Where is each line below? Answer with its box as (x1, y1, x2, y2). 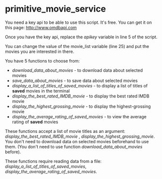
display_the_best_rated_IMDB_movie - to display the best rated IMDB (12, 93, 150, 99)
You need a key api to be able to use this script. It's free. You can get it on (5, 19, 152, 25)
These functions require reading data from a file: (5, 158, 102, 164)
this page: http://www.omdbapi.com (5, 24, 77, 30)
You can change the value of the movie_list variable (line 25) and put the (5, 43, 149, 49)
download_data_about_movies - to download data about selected (12, 67, 143, 73)
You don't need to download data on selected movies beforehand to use (5, 138, 149, 144)
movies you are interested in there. (5, 49, 74, 54)
